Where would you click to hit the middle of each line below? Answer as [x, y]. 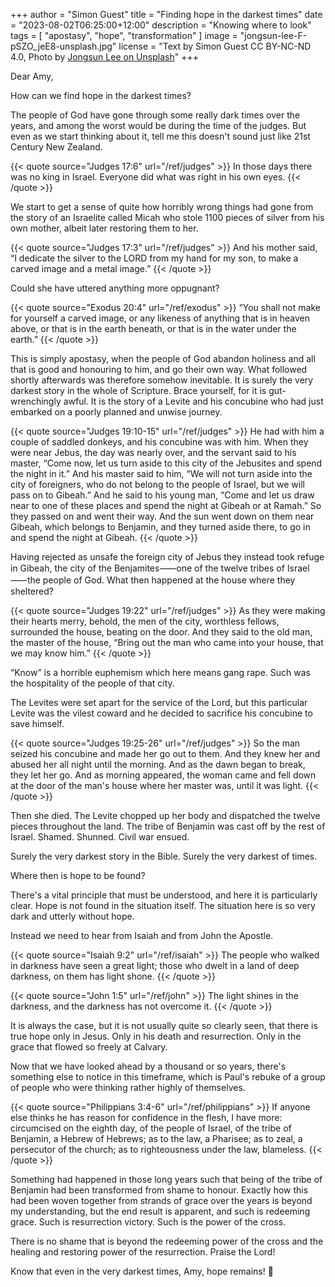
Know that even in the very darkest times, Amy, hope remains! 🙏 [142, 1271]
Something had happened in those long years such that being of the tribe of [166, 1179]
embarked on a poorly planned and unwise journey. [116, 412]
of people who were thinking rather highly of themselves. [128, 1087]
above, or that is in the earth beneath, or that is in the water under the [153, 328]
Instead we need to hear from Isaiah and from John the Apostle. [142, 935]
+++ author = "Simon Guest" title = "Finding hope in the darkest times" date [166, 14]
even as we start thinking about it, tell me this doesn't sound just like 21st [160, 136]
